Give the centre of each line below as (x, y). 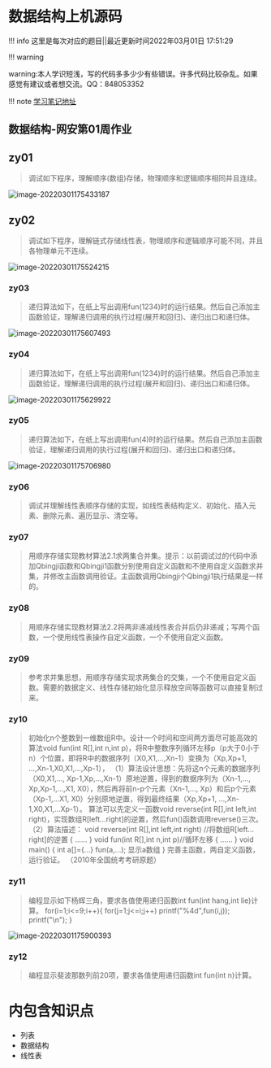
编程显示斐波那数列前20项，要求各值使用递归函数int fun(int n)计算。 (142, 975)
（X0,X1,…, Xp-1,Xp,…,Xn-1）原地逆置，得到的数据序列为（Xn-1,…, (140, 778)
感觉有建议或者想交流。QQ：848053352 (76, 84)
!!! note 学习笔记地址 (43, 101)
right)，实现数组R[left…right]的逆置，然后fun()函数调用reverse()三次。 (146, 819)
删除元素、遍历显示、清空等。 (92, 516)
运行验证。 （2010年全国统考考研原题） (94, 860)
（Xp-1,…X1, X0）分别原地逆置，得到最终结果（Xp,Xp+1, (123, 799)
